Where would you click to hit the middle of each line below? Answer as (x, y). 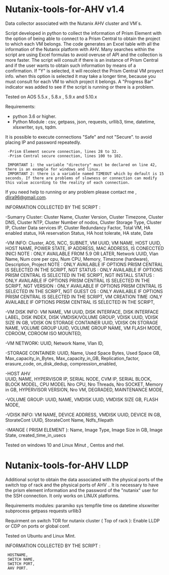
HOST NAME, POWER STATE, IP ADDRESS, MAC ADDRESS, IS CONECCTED (85, 248)
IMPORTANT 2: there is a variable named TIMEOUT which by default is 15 (86, 174)
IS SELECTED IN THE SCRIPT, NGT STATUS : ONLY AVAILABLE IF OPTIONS (84, 270)
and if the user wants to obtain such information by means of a (71, 65)
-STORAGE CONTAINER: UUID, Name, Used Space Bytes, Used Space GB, (83, 353)
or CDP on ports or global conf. (38, 526)
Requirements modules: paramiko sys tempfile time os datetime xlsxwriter (82, 505)
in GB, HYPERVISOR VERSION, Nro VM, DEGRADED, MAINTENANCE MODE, (84, 389)
